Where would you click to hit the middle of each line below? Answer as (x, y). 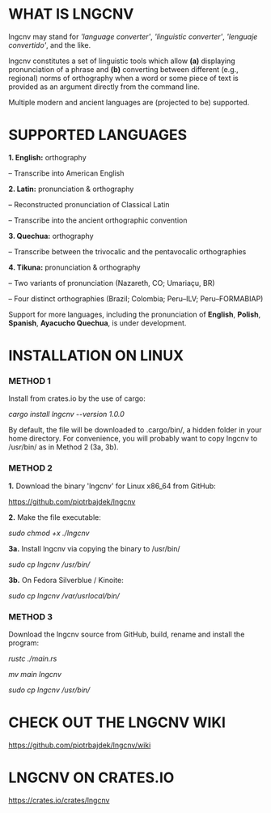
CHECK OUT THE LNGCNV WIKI (117, 723)
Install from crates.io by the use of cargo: (77, 398)
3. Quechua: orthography (51, 236)
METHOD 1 (30, 381)
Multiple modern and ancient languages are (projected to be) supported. (129, 102)
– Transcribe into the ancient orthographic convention (98, 220)
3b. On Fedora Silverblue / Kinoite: (66, 580)
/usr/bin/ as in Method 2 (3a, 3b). (64, 447)
